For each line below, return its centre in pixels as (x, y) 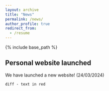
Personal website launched (48, 63)
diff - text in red (25, 84)
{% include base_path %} (31, 47)
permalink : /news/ (24, 19)
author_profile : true (28, 24)
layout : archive (22, 10)
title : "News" (20, 14)
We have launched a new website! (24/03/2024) (55, 75)
